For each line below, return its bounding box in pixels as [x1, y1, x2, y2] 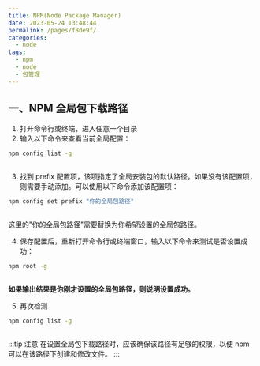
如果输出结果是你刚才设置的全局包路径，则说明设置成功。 [8, 285, 195, 294]
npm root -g [8, 262, 47, 270]
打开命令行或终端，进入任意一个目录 [19, 124, 138, 134]
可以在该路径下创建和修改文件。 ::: [8, 349, 121, 358]
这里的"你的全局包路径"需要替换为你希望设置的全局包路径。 [8, 220, 202, 229]
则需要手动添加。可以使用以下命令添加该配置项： [19, 182, 179, 191]
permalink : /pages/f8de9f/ [8, 26, 97, 34]
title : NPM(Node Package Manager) [8, 11, 122, 20]
